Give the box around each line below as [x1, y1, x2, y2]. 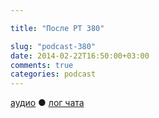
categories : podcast [10, 69, 97, 80]
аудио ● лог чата [10, 97, 85, 109]
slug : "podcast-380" [10, 41, 97, 51]
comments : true [10, 60, 74, 70]
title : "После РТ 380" [10, 23, 105, 33]
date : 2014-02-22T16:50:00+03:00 [10, 51, 150, 61]
